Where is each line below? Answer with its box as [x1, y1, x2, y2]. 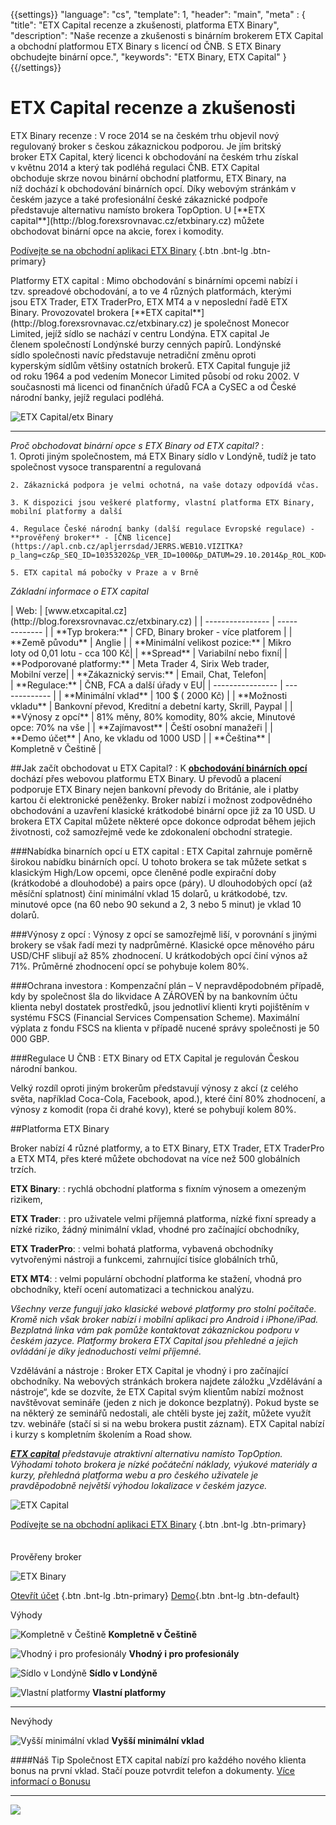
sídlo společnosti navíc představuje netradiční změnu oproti [10, 349, 257, 361]
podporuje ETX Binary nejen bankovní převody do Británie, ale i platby [10, 783, 299, 795]
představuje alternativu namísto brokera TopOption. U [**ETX [10, 204, 266, 216]
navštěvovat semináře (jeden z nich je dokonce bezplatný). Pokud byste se [10, 1396, 320, 1408]
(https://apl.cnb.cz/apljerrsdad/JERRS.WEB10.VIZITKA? [10, 541, 244, 551]
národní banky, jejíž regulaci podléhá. [10, 391, 165, 403]
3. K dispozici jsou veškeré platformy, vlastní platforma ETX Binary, [10, 497, 315, 508]
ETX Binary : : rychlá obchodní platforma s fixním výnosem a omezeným [10, 1182, 307, 1194]
